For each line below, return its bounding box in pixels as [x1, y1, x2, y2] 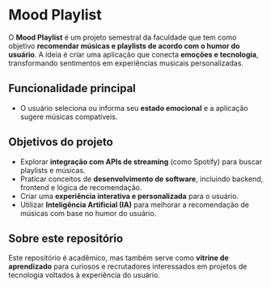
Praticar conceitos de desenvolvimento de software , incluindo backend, [19, 174, 264, 184]
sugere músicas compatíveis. [19, 112, 118, 121]
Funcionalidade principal [8, 82, 136, 95]
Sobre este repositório [8, 231, 124, 245]
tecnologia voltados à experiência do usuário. [8, 270, 160, 280]
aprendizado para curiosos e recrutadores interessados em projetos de [8, 261, 248, 272]
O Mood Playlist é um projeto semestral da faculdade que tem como [8, 32, 237, 42]
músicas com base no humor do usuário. [19, 208, 157, 218]
